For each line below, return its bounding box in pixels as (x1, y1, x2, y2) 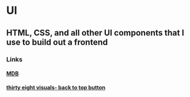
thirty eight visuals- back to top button (6, 84, 106, 91)
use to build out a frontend (6, 37, 108, 47)
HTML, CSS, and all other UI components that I (6, 28, 185, 38)
